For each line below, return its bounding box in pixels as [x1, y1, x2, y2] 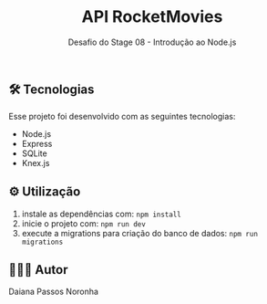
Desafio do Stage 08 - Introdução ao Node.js [67, 37, 237, 47]
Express [21, 138, 53, 149]
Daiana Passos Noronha [8, 286, 99, 298]
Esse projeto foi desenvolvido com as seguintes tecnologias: [8, 110, 236, 121]
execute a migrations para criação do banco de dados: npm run [21, 227, 259, 238]
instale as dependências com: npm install [21, 208, 181, 219]
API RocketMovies [81, 6, 223, 27]
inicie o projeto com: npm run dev [21, 217, 147, 229]
